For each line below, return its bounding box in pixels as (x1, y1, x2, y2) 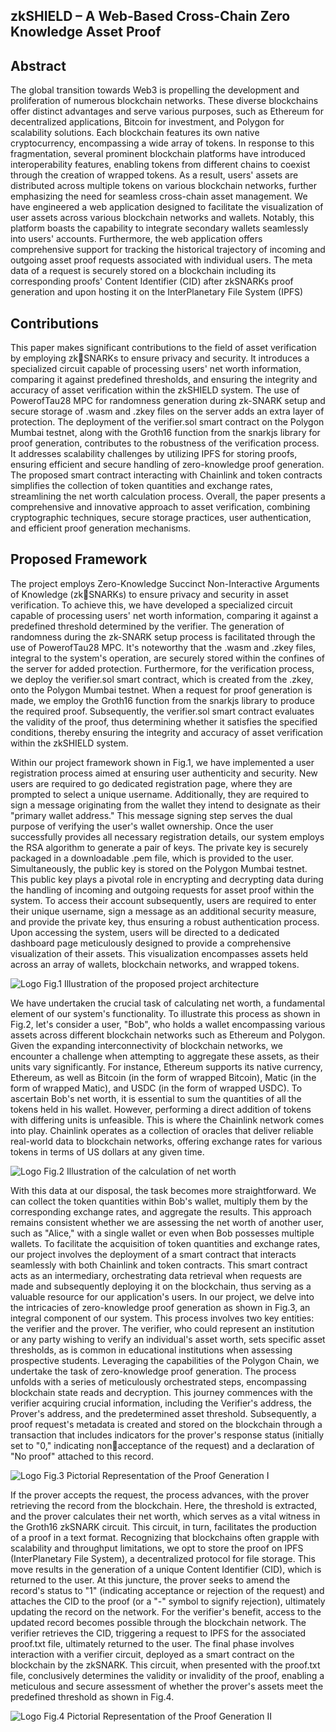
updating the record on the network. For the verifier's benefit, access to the (10, 1605, 322, 1618)
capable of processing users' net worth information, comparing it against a (10, 609, 319, 621)
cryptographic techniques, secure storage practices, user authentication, (10, 512, 312, 524)
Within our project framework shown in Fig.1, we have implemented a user (10, 756, 315, 768)
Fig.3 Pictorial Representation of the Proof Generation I (43, 1469, 270, 1481)
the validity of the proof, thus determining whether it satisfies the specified (10, 715, 318, 728)
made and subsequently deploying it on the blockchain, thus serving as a (10, 1280, 312, 1292)
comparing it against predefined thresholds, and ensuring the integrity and (10, 374, 318, 386)
